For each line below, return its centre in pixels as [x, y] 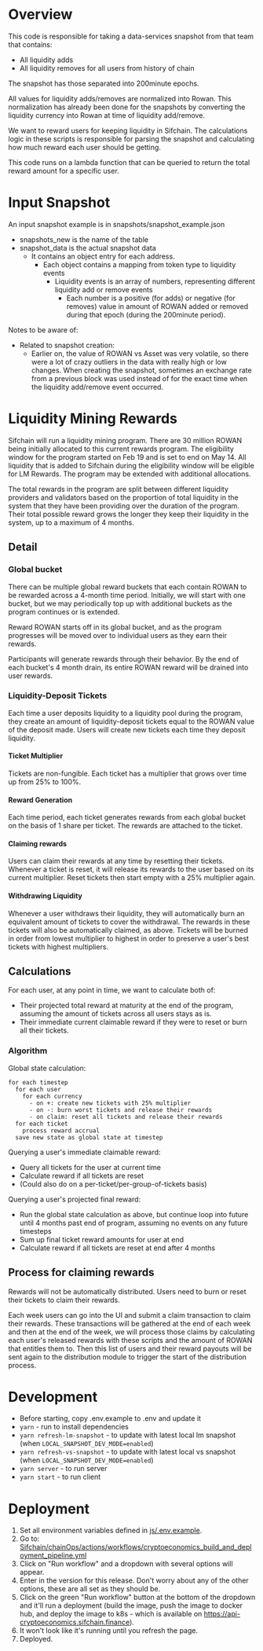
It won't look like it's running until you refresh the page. [109, 1631]
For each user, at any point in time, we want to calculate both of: [112, 990]
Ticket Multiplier [36, 756]
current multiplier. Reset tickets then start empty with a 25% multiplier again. [132, 878]
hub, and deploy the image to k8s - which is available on [111, 1614]
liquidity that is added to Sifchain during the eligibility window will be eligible [131, 465]
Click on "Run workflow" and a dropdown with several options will [126, 1564]
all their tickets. [44, 1030]
